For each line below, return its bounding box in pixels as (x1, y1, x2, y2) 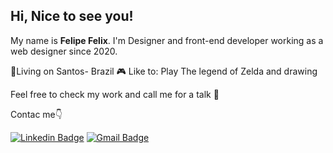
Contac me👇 (10, 108, 63, 120)
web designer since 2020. (10, 45, 118, 57)
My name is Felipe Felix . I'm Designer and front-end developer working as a (10, 34, 324, 46)
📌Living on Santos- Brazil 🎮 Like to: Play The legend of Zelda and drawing (10, 65, 318, 77)
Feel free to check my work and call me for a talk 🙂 (10, 88, 220, 100)
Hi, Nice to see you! (10, 8, 134, 25)
